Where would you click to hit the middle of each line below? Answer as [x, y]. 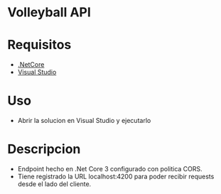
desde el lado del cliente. [54, 184]
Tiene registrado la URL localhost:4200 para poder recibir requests [116, 176]
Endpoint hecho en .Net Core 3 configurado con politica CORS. [110, 169]
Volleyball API [49, 12]
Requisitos [39, 45]
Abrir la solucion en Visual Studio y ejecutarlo [84, 121]
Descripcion [44, 149]
